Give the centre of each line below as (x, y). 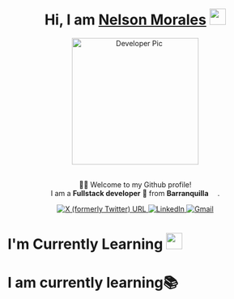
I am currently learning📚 (93, 283)
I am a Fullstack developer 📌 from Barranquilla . (135, 193)
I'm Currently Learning (85, 244)
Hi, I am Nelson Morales (126, 20)
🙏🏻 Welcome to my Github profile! (135, 184)
